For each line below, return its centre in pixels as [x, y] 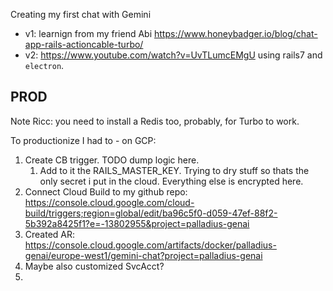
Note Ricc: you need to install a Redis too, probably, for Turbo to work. [155, 121]
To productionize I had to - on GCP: [83, 140]
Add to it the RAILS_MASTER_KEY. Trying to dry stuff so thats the [174, 170]
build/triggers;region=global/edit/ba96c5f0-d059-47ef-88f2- [151, 213]
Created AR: [50, 234]
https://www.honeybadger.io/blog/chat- [236, 33]
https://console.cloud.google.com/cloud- [109, 202]
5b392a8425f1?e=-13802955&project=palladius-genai [137, 223]
